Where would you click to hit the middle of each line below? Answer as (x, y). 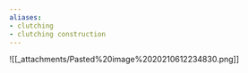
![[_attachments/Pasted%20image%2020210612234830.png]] (124, 60)
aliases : (26, 17)
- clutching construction (57, 34)
